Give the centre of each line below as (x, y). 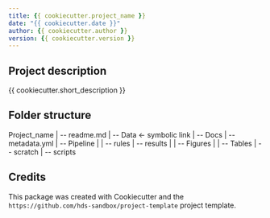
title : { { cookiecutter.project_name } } (77, 16)
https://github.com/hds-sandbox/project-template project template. (122, 205)
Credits (27, 177)
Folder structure (50, 115)
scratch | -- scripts (45, 152)
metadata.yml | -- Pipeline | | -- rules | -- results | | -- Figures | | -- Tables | (133, 143)
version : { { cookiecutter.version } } (72, 38)
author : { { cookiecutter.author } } (68, 31)
